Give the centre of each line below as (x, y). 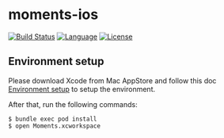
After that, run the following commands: (73, 104)
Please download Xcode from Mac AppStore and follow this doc (112, 80)
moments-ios (53, 15)
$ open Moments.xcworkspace (55, 126)
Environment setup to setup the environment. (82, 89)
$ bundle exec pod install (53, 119)
